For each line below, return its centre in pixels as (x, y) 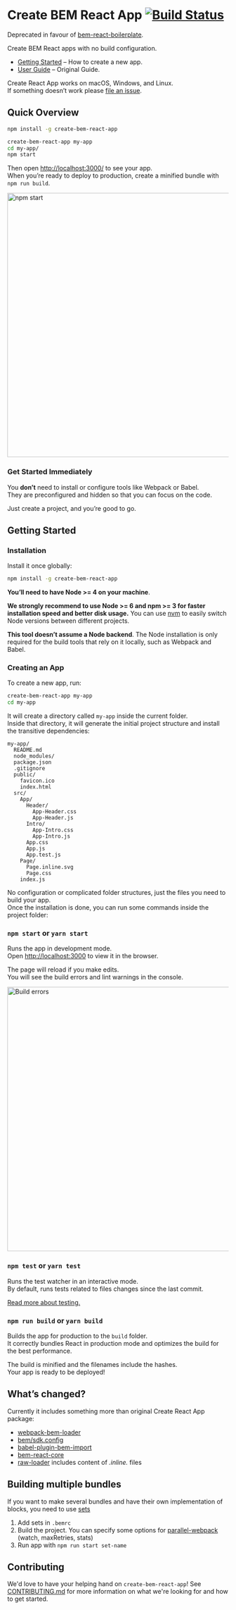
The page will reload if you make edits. (63, 970)
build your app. (29, 900)
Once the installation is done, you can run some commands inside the (108, 908)
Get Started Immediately (50, 472)
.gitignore (29, 769)
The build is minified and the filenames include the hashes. (92, 1365)
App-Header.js (53, 818)
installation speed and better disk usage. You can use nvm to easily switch (117, 614)
